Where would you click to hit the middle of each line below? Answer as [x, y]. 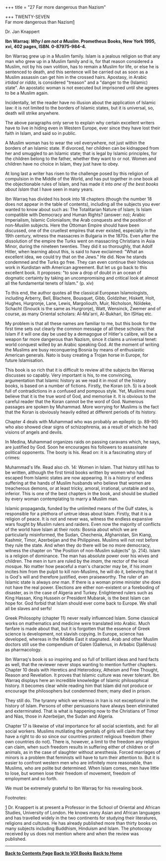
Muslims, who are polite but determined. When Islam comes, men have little [82, 768]
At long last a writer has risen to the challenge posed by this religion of [77, 173]
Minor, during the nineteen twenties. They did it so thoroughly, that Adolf [79, 246]
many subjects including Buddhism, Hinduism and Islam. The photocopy [79, 828]
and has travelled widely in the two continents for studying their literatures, [81, 818]
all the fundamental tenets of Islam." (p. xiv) [49, 283]
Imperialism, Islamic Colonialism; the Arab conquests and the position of [79, 220]
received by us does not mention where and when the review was [72, 834]
